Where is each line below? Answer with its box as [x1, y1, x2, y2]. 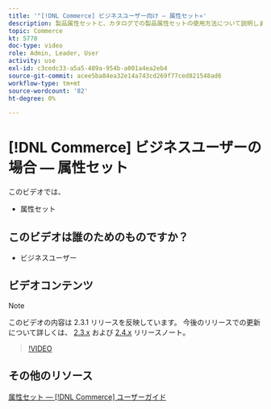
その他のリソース [8, 369, 93, 383]
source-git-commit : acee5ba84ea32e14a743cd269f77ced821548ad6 [8, 72, 222, 80]
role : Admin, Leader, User [8, 49, 99, 57]
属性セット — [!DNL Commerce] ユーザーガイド [8, 392, 167, 402]
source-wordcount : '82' [8, 86, 89, 95]
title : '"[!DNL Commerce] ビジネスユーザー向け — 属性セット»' [8, 11, 207, 20]
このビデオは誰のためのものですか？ [8, 230, 189, 244]
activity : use [8, 57, 56, 65]
